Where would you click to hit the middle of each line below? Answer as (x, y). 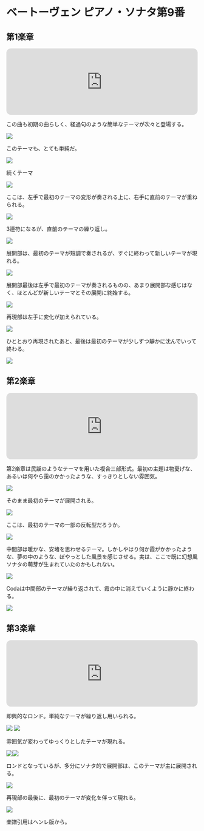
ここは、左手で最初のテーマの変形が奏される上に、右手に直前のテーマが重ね (102, 197)
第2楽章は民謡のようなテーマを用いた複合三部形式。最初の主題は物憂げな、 (101, 469)
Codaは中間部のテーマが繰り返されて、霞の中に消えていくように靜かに (95, 588)
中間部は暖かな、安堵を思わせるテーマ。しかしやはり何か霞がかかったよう (99, 549)
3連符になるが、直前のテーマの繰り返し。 (59, 229)
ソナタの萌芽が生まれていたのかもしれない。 (62, 564)
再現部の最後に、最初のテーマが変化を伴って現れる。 (73, 797)
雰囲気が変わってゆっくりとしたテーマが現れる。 (67, 741)
